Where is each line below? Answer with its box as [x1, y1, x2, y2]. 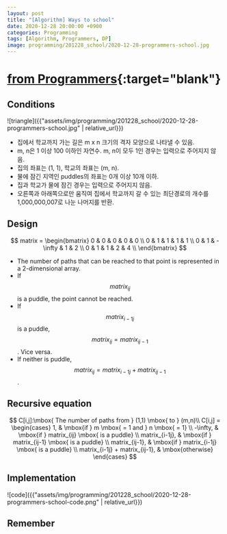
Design [7, 218, 38, 230]
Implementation [7, 472, 77, 484]
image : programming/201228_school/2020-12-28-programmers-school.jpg [7, 42, 210, 49]
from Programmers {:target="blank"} [7, 71, 221, 87]
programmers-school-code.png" [7, 498, 99, 506]
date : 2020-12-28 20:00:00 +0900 [7, 23, 103, 29]
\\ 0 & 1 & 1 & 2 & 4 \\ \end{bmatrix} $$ [79, 244, 187, 252]
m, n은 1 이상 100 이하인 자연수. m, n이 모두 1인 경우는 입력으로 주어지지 [16, 147, 210, 155]
